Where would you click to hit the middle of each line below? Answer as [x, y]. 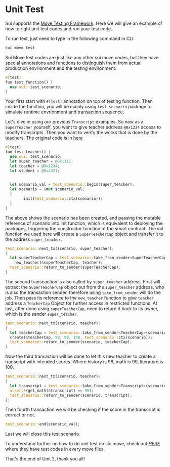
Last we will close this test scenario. [43, 434]
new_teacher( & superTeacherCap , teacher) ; [58, 263]
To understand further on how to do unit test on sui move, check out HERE [83, 444]
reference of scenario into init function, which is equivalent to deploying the [84, 223]
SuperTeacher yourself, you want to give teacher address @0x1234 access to [83, 127]
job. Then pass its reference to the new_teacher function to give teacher [80, 298]
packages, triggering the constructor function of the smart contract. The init [84, 228]
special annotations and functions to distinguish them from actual [73, 63]
